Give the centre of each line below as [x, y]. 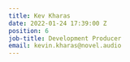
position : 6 [28, 31]
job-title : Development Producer [65, 38]
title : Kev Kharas [39, 16]
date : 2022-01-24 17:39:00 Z [58, 23]
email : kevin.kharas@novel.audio [65, 46]
